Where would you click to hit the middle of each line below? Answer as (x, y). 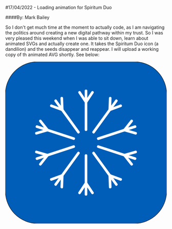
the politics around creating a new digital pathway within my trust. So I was (84, 33)
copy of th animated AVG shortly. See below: (52, 54)
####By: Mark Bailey (27, 17)
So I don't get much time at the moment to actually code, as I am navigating (85, 27)
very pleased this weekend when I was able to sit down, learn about (77, 38)
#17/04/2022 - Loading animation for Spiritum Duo (59, 7)
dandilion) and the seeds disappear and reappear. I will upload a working (82, 49)
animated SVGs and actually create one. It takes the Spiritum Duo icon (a (82, 44)
